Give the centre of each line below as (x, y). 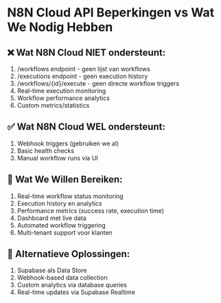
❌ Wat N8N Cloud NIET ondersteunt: (86, 52)
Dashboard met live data (52, 218)
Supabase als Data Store (52, 270)
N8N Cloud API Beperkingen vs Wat (111, 13)
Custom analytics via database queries (72, 285)
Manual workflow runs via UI (57, 158)
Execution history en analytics (59, 203)
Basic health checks (45, 150)
